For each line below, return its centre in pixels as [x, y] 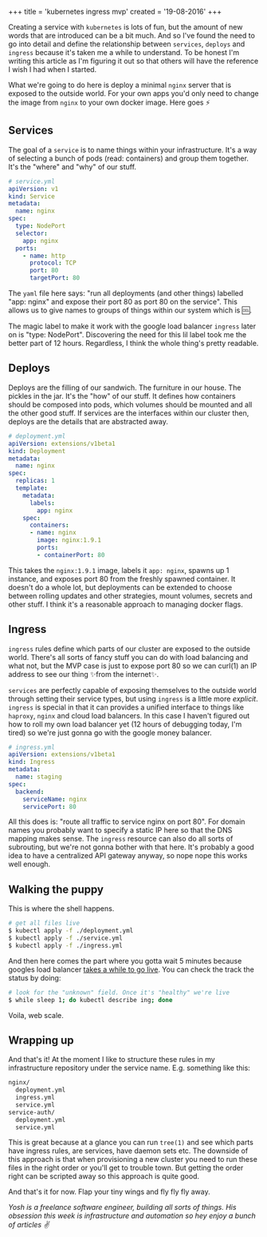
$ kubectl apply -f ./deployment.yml [71, 931]
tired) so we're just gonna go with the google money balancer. [110, 732]
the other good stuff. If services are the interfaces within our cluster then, [129, 413]
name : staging [39, 777]
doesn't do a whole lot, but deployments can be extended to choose [120, 587]
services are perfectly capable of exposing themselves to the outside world [133, 690]
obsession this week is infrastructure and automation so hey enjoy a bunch [132, 1216]
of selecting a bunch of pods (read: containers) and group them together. [129, 158]
